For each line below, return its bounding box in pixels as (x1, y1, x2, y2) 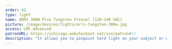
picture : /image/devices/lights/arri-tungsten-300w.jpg (5, 21, 127, 27)
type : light (5, 12, 31, 17)
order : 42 (5, 7, 27, 13)
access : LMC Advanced (5, 27, 52, 32)
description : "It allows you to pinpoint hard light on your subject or (5, 36, 164, 41)
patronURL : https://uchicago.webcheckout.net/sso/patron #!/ (5, 31, 137, 36)
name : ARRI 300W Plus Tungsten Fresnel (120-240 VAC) (5, 17, 123, 22)
